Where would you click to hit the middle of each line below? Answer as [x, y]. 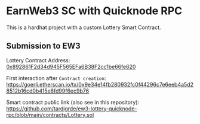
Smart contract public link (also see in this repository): [73, 102]
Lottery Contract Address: [38, 60]
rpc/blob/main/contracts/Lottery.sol [50, 115]
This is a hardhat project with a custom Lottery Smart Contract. [84, 27]
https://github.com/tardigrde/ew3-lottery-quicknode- [72, 109]
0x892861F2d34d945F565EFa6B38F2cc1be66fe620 [71, 66]
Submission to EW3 [43, 46]
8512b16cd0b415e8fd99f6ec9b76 [48, 91]
